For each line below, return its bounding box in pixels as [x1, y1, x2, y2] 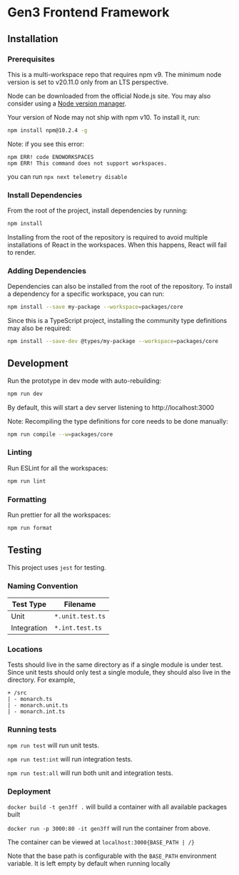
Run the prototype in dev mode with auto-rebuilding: [7, 376, 162, 385]
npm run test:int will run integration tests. [7, 754, 133, 763]
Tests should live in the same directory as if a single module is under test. [7, 660, 223, 669]
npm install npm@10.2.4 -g [7, 126, 88, 134]
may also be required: [7, 324, 71, 332]
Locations [7, 644, 43, 654]
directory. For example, [7, 675, 76, 685]
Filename [63, 599, 96, 609]
